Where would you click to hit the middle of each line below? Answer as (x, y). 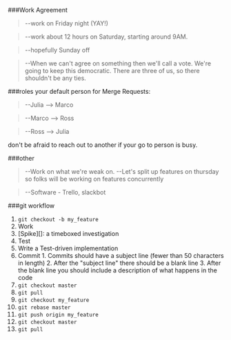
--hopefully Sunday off (57, 50)
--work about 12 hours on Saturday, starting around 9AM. (106, 37)
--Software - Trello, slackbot (65, 192)
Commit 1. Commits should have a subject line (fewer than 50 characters (121, 256)
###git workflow (31, 206)
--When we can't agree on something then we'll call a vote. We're (118, 63)
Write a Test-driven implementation (68, 248)
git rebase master (44, 308)
